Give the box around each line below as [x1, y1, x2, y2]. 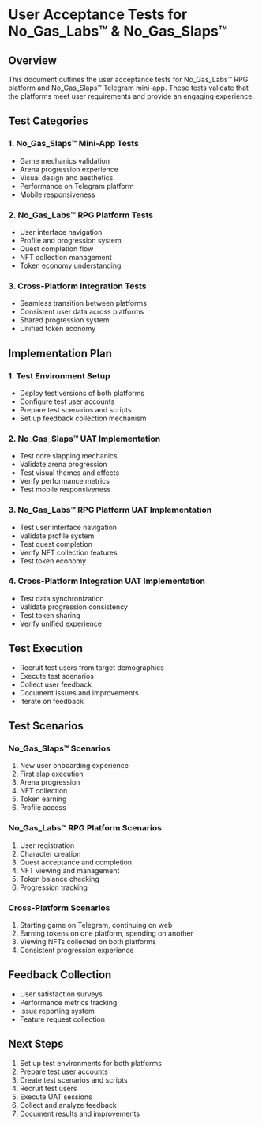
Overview [8, 54, 58, 67]
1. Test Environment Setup [8, 370, 110, 381]
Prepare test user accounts [19, 1067, 108, 1076]
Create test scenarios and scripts [19, 1075, 128, 1084]
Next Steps [8, 1038, 64, 1051]
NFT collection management [19, 252, 112, 262]
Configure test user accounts [19, 397, 115, 406]
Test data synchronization [19, 593, 104, 603]
